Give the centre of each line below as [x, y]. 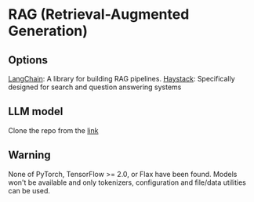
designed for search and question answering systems [95, 87]
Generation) [48, 31]
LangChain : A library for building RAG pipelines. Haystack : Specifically [122, 79]
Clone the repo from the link [53, 130]
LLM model [36, 112]
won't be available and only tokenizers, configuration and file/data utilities [127, 182]
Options [28, 60]
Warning [29, 155]
